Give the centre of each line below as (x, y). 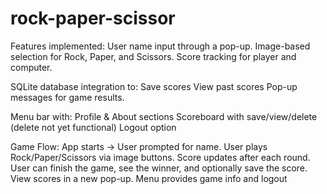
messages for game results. (67, 97)
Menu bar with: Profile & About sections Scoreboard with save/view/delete (164, 116)
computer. (31, 67)
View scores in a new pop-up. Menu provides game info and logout (149, 178)
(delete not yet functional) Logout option (93, 127)
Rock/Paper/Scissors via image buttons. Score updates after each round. (160, 157)
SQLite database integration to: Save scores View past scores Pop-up (154, 86)
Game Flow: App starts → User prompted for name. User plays (139, 146)
